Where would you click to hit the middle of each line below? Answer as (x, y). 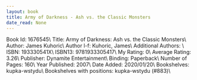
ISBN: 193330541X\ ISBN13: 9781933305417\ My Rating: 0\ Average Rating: (99, 52)
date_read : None (26, 23)
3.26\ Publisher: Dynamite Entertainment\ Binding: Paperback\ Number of (97, 58)
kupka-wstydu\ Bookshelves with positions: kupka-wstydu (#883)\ (88, 71)
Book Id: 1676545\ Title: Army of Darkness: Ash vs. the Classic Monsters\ (96, 40)
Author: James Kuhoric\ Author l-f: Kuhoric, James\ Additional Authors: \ (95, 46)
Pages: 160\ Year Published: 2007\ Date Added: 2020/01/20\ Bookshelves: (98, 65)
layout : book (22, 12)
